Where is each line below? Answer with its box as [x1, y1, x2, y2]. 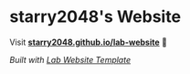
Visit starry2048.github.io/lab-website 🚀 [9, 37, 167, 48]
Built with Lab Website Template [9, 54, 131, 65]
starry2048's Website [9, 6, 181, 27]
